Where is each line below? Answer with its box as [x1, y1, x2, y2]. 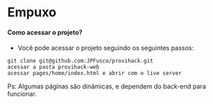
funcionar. [7, 90, 38, 98]
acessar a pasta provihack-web [7, 64, 100, 71]
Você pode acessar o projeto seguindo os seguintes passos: [17, 44, 195, 52]
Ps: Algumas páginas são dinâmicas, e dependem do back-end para [7, 82, 207, 91]
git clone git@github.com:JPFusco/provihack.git [7, 57, 154, 64]
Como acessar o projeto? [7, 28, 83, 36]
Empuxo [7, 4, 57, 21]
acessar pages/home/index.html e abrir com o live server [7, 70, 182, 77]
